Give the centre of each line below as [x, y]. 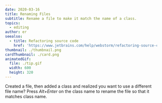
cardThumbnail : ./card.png [32, 54]
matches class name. [26, 96]
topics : [13, 23]
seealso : [14, 37]
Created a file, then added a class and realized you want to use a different [78, 86]
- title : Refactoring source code [44, 41]
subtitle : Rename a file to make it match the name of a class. [71, 18]
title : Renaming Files [28, 14]
